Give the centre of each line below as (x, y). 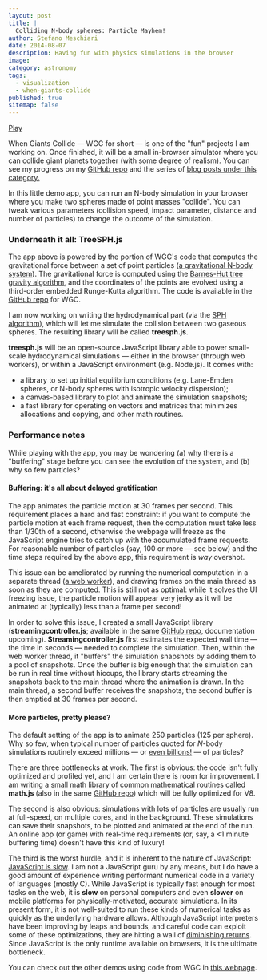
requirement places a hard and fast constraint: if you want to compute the (130, 514)
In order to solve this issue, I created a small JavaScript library (111, 622)
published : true (35, 98)
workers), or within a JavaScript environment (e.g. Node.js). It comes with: (131, 365)
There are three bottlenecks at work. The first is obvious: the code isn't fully (133, 767)
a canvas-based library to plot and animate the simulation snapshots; (133, 397)
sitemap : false (34, 105)
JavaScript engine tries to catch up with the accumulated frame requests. (129, 540)
